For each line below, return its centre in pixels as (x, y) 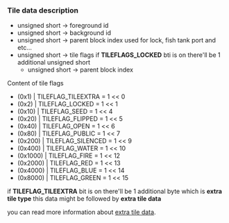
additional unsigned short (54, 63)
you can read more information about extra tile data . (82, 212)
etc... (25, 48)
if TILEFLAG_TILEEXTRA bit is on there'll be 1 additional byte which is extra (114, 191)
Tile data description (43, 10)
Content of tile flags (35, 83)
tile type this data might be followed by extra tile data (84, 199)
